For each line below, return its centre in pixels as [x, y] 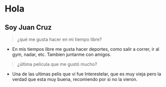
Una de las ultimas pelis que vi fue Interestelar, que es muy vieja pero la [87, 74]
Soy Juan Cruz [28, 27]
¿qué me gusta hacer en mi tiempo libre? [59, 39]
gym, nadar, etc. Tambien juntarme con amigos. [62, 54]
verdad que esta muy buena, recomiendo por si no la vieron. [75, 79]
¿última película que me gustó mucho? [57, 64]
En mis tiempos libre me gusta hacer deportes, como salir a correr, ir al [86, 49]
